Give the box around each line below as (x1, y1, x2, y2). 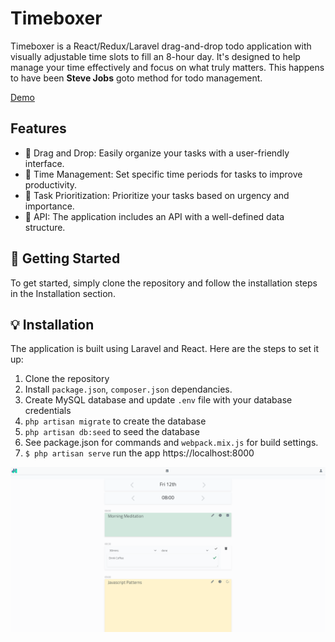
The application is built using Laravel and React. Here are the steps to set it (10, 343, 320, 355)
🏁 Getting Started (10, 250, 121, 267)
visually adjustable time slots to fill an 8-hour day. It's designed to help (10, 50, 301, 62)
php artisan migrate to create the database (24, 415, 207, 427)
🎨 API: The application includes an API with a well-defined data (24, 210, 285, 222)
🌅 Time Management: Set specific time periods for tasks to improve (24, 168, 303, 180)
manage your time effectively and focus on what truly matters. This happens (10, 61, 325, 73)
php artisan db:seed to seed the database (24, 426, 200, 438)
